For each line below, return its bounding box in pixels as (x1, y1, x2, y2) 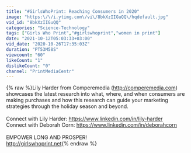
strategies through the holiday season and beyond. (6, 103, 129, 110)
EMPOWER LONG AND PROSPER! (6, 134, 88, 141)
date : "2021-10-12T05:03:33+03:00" (6, 36, 93, 41)
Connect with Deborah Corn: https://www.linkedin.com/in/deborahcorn (6, 121, 177, 128)
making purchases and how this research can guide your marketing (6, 97, 168, 104)
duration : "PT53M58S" (6, 47, 59, 53)
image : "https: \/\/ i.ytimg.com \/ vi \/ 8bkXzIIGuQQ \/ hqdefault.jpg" (6, 14, 168, 20)
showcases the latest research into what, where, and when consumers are (6, 91, 185, 98)
